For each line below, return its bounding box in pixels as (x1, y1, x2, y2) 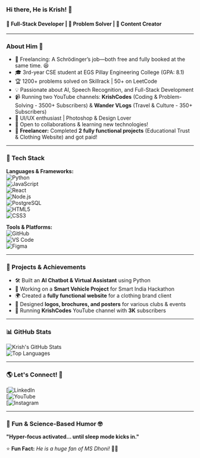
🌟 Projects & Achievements (6, 263, 86, 271)
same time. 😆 (14, 62, 49, 69)
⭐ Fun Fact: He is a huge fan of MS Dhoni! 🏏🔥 (6, 445, 118, 452)
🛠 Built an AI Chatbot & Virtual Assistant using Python (14, 277, 151, 284)
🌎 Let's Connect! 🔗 (6, 370, 63, 379)
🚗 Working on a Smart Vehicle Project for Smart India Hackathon (14, 285, 174, 292)
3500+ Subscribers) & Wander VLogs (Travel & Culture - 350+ (38, 102, 193, 109)
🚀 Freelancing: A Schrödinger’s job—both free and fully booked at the (14, 56, 186, 63)
